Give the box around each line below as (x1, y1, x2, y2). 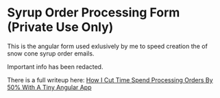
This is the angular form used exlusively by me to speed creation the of (7, 42, 208, 50)
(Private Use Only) (7, 19, 114, 35)
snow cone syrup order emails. (7, 49, 95, 58)
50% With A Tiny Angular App (7, 83, 92, 91)
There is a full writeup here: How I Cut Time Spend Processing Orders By (7, 75, 214, 84)
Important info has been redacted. (7, 62, 103, 71)
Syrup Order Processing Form (7, 5, 180, 21)
